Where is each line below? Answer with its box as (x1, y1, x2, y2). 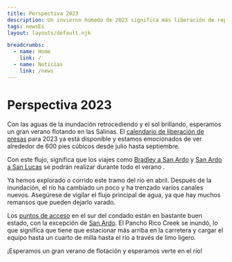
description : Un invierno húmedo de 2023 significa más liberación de (7, 17, 215, 23)
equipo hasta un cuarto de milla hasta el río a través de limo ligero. (7, 233, 197, 241)
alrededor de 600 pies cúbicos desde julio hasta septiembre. (7, 142, 180, 150)
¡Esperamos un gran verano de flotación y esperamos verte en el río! (7, 246, 202, 255)
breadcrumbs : (7, 42, 45, 49)
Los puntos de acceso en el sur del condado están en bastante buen (7, 211, 202, 219)
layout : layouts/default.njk (7, 29, 91, 37)
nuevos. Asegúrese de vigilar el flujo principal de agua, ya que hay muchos (7, 190, 221, 199)
